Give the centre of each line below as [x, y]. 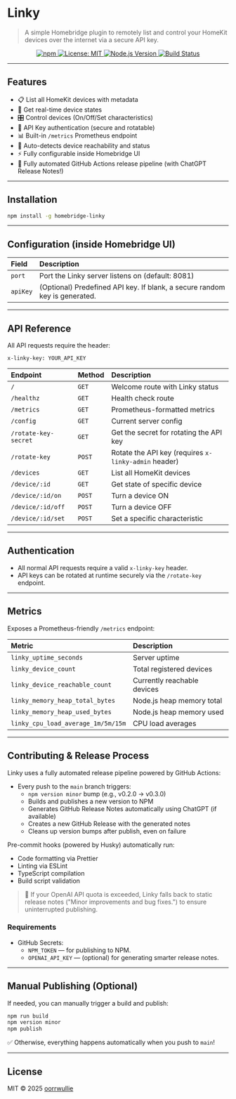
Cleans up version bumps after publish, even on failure [107, 831]
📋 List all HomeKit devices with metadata [78, 99]
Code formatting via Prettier [58, 858]
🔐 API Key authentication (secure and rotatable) [86, 127]
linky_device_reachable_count [61, 685]
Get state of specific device [157, 485]
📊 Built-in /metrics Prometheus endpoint [77, 136]
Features [27, 82]
